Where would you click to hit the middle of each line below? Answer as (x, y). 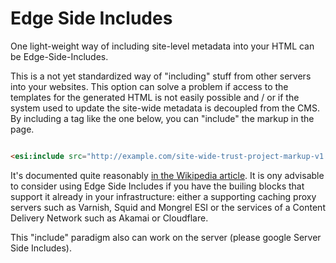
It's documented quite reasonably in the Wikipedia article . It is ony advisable (167, 175)
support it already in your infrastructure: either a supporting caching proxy (163, 196)
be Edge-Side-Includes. (59, 56)
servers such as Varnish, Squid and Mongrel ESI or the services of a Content (168, 207)
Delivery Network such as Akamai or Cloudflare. (109, 218)
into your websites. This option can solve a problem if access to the (149, 86)
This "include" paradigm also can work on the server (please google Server (166, 237)
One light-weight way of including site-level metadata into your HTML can (162, 46)
